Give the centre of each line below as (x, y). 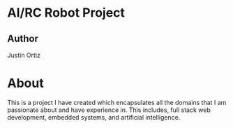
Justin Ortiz (24, 55)
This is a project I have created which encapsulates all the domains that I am (117, 102)
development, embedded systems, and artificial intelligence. (94, 117)
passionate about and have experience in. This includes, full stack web (109, 110)
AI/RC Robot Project (66, 13)
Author (23, 39)
